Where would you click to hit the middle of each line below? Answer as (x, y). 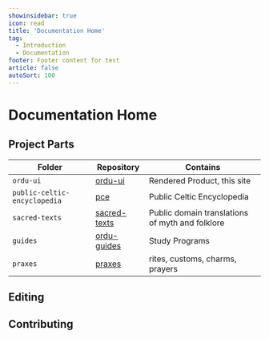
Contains (203, 167)
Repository (118, 167)
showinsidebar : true (43, 16)
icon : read (26, 23)
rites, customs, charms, (193, 259)
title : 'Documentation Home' (57, 30)
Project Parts (41, 145)
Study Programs (180, 240)
